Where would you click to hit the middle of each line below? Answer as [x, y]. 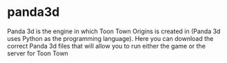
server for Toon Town [38, 53]
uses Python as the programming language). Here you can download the [110, 38]
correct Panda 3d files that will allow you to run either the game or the [106, 46]
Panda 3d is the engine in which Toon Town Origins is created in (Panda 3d [114, 31]
